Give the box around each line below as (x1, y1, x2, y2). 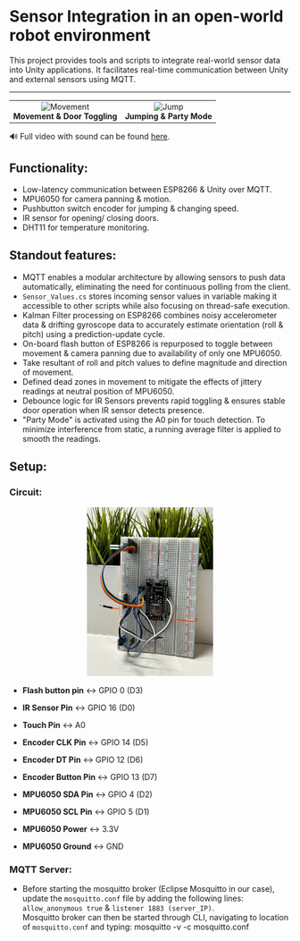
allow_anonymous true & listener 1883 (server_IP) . (21, 903, 214, 913)
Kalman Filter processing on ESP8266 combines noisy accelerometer (21, 309, 278, 320)
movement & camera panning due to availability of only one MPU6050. (21, 347, 283, 359)
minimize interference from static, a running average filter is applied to (21, 423, 281, 435)
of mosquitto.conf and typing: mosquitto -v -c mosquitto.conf (21, 921, 250, 932)
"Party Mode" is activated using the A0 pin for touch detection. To (21, 414, 266, 425)
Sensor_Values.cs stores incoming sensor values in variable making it (21, 291, 278, 301)
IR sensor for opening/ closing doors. (21, 213, 159, 223)
